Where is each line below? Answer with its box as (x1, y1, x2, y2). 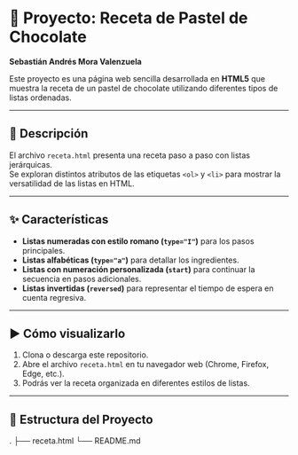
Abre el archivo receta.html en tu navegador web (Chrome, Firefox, (21, 359, 270, 370)
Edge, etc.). (21, 368, 65, 380)
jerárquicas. (9, 159, 53, 169)
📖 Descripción (9, 126, 89, 141)
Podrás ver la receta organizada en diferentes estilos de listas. (21, 378, 250, 388)
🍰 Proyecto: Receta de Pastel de (9, 8, 248, 28)
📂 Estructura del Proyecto (9, 412, 153, 427)
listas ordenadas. (9, 92, 73, 103)
